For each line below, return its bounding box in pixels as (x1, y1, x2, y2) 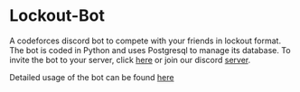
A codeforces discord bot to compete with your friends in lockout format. (9, 35, 282, 46)
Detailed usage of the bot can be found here (9, 71, 174, 82)
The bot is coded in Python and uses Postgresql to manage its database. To (9, 44, 291, 55)
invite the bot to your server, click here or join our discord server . (9, 54, 251, 65)
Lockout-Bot (9, 5, 106, 26)
